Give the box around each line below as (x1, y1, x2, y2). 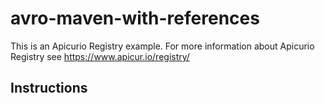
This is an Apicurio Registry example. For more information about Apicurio (10, 40, 315, 52)
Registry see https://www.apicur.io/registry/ (10, 50, 190, 62)
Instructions (10, 80, 88, 97)
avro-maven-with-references (10, 7, 260, 30)
